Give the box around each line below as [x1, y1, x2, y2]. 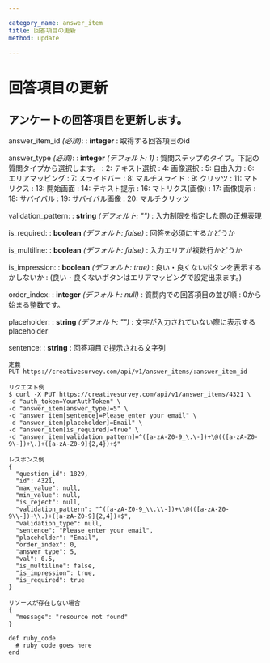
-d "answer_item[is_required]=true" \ [8, 426, 139, 434]
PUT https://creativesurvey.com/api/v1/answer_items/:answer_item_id [8, 368, 248, 376]
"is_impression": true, [15, 569, 95, 577]
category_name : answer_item [8, 19, 103, 27]
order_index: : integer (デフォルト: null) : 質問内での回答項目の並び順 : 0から [8, 290, 262, 300]
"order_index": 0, [15, 541, 78, 549]
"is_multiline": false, [15, 562, 95, 571]
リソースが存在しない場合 [8, 599, 81, 607]
